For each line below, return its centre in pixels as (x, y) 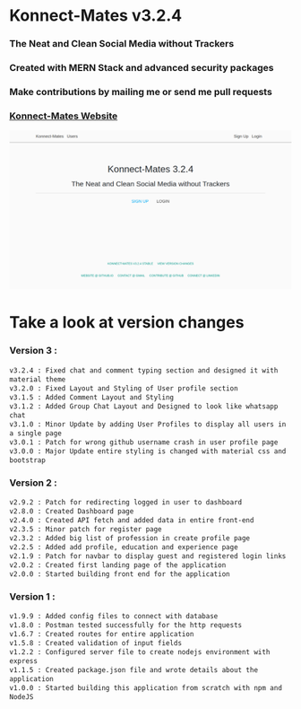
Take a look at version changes (127, 323)
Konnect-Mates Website (64, 116)
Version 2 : (33, 483)
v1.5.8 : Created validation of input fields (95, 643)
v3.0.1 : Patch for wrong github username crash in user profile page (144, 442)
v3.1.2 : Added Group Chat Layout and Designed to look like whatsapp (144, 406)
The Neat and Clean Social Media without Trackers (122, 44)
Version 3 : (34, 351)
